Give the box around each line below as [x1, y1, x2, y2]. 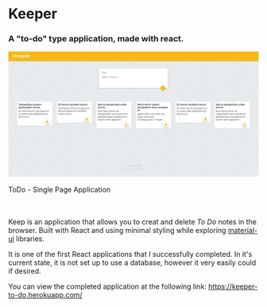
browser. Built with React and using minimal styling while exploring [8, 226, 226, 235]
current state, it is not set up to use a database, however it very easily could [8, 258, 257, 267]
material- [227, 226, 258, 235]
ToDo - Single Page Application [8, 185, 111, 195]
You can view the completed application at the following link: [8, 282, 207, 291]
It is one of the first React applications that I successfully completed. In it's [8, 250, 253, 259]
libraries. [15, 234, 45, 243]
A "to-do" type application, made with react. [8, 33, 184, 45]
